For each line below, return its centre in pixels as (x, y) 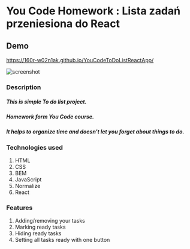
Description (24, 87)
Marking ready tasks (40, 227)
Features (19, 208)
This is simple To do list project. (46, 101)
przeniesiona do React (63, 24)
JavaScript (28, 180)
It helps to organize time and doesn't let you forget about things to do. (95, 132)
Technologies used (34, 147)
